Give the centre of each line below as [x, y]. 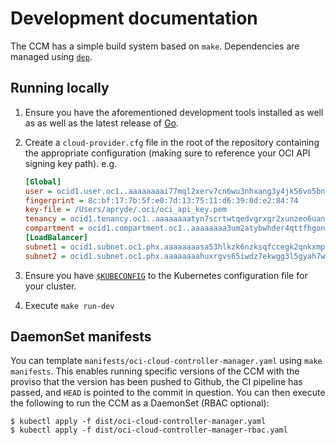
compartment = [54, 228]
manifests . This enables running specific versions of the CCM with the [155, 371]
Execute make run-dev [69, 305]
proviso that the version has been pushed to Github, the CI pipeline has [156, 382]
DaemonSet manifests [81, 337]
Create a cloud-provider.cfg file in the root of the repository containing [172, 142]
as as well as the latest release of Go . [101, 123]
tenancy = [45, 219]
